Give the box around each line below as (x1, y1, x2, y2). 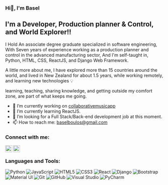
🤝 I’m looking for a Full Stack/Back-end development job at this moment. (12, 113, 162, 120)
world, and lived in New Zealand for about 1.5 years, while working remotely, (5, 72, 163, 78)
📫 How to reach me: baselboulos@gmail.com (12, 119, 108, 125)
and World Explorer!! (5, 28, 71, 37)
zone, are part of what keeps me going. (5, 93, 87, 99)
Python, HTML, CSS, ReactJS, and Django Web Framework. (5, 57, 129, 63)
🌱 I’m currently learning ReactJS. (12, 108, 81, 114)
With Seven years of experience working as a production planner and (5, 46, 149, 52)
